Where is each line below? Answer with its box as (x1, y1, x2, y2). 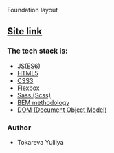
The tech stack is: (7, 46, 68, 56)
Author (7, 123, 32, 132)
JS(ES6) (16, 62, 41, 70)
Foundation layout (7, 6, 58, 14)
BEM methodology (16, 98, 70, 106)
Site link (7, 25, 43, 37)
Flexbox (16, 84, 40, 92)
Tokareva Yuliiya (16, 138, 64, 146)
